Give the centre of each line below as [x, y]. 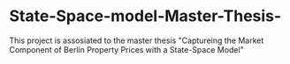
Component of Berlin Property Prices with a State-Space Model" [127, 49]
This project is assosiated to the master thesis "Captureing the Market [137, 40]
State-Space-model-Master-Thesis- [145, 16]
